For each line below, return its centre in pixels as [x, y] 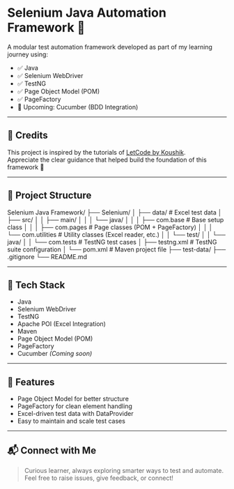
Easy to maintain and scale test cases [71, 421]
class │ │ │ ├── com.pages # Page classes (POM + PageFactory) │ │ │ [110, 227]
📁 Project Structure [49, 195]
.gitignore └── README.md [47, 256]
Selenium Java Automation [87, 13]
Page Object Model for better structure [73, 399]
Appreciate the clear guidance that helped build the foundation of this [107, 160]
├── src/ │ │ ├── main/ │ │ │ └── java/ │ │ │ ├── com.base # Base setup [116, 219]
